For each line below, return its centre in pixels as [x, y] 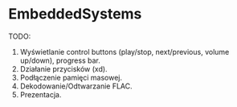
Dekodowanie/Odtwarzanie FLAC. [76, 86]
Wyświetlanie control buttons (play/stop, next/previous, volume [125, 51]
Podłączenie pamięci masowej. [71, 77]
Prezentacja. [41, 94]
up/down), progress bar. [60, 60]
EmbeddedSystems [75, 14]
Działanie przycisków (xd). [63, 68]
